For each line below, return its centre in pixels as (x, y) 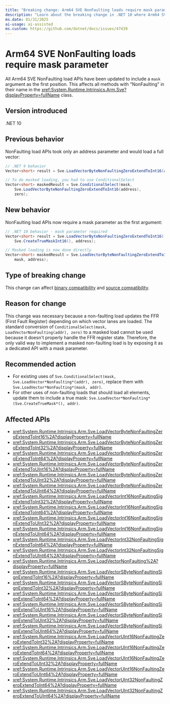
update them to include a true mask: (50, 398)
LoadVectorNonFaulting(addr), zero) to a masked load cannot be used (79, 332)
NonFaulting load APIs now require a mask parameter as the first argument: (84, 222)
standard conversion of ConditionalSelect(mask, (56, 327)
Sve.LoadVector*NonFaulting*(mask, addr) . (57, 387)
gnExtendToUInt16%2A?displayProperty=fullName (65, 610)
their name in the (23, 90)
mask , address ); (32, 260)
